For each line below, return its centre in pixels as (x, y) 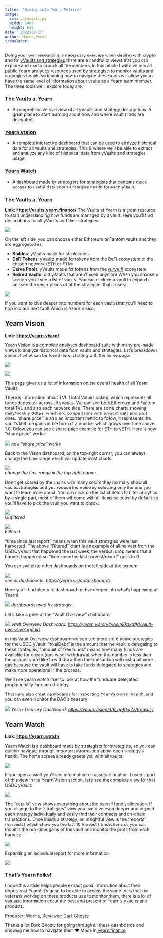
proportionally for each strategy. (37, 684)
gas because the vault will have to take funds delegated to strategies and (78, 665)
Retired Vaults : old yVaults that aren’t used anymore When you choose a (85, 274)
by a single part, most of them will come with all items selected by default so (82, 498)
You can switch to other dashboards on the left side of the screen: (71, 566)
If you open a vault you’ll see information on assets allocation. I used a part (80, 774)
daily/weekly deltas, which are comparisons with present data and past (76, 413)
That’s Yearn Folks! (28, 875)
